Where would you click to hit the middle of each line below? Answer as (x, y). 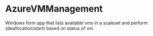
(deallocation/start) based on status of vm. (50, 28)
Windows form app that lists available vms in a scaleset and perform (76, 23)
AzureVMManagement (54, 9)
